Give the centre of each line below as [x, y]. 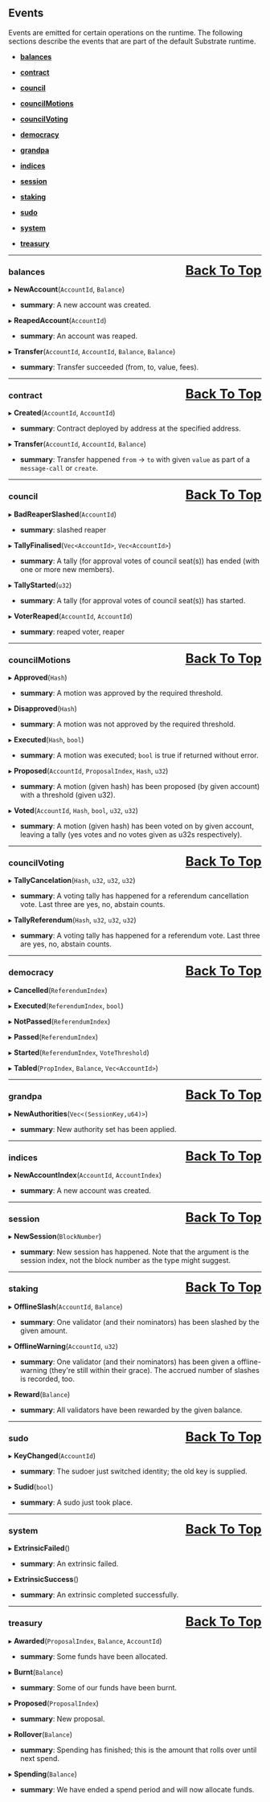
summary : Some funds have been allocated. [94, 1656]
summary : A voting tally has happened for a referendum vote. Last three [140, 936]
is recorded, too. [47, 1379]
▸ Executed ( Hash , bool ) [46, 740]
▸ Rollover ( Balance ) [41, 1734]
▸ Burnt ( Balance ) [36, 1672]
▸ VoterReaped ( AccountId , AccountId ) [71, 616]
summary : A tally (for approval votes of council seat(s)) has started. [133, 600]
